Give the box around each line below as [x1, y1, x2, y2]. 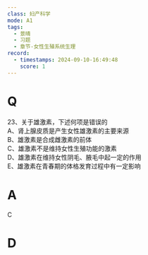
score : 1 [20, 63, 46, 70]
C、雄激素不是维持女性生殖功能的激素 [7, 144, 118, 153]
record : [7, 50, 30, 57]
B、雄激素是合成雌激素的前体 [7, 135, 92, 143]
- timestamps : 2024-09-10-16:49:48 [13, 57, 118, 64]
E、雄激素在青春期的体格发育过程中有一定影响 [7, 162, 141, 170]
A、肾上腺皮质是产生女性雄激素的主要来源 [7, 126, 129, 135]
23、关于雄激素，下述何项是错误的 [7, 117, 108, 126]
